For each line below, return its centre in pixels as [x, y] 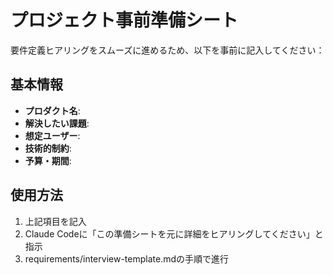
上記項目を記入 [55, 221]
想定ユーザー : [52, 135]
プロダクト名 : [52, 110]
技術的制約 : [48, 148]
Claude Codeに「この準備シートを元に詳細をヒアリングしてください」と [174, 233]
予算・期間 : [48, 160]
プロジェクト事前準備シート [124, 20]
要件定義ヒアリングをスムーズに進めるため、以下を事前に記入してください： [167, 50]
